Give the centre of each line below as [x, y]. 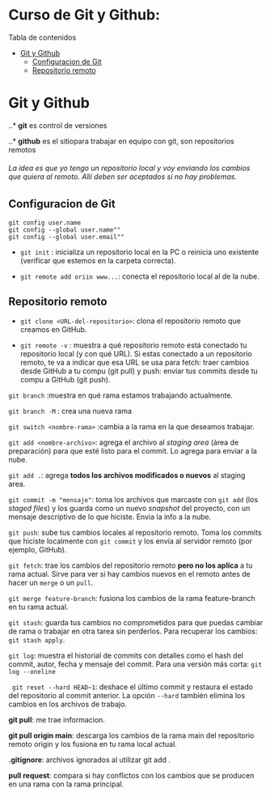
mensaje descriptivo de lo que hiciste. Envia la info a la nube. [110, 517]
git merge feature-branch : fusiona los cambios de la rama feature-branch [132, 599]
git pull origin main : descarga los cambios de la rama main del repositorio [131, 735]
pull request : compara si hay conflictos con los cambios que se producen [131, 776]
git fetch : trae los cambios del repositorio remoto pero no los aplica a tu [131, 565]
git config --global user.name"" [65, 230]
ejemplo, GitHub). [38, 550]
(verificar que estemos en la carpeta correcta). [98, 260]
